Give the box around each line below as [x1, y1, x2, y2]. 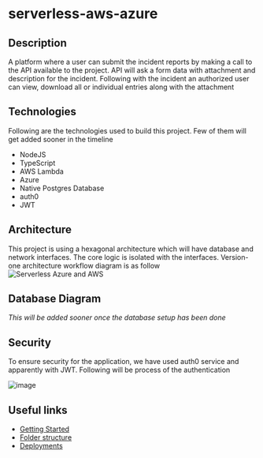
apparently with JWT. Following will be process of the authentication [8, 365, 231, 375]
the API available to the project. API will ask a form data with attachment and [8, 66, 256, 75]
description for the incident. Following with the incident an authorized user [8, 74, 250, 83]
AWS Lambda [19, 167, 65, 176]
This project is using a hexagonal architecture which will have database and [8, 244, 254, 253]
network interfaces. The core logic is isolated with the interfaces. [8, 252, 219, 261]
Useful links [8, 404, 69, 417]
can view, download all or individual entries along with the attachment [8, 82, 235, 92]
